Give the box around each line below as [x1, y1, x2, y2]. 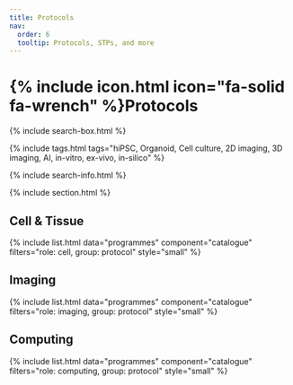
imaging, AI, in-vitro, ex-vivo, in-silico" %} [9, 153, 164, 163]
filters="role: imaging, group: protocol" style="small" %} [9, 306, 218, 317]
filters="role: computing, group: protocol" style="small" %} [9, 365, 228, 376]
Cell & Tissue [9, 213, 84, 229]
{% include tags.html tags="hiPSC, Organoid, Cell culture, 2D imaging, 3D [9, 143, 283, 153]
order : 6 [17, 30, 50, 39]
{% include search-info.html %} [9, 170, 127, 180]
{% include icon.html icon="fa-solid [9, 77, 285, 97]
